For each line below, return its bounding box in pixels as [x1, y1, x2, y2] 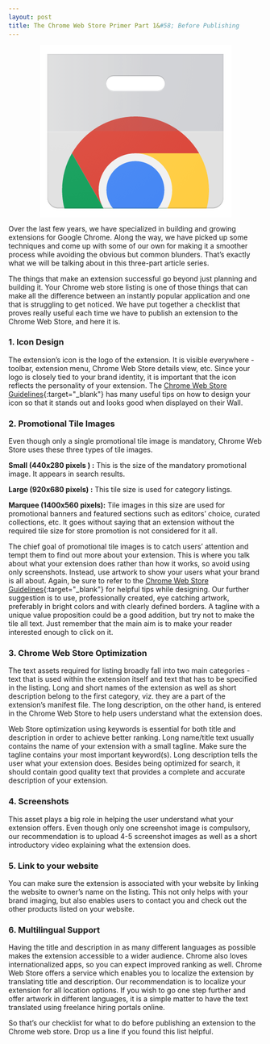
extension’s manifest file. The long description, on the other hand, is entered [8, 700, 262, 710]
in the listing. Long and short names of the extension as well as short [8, 683, 237, 693]
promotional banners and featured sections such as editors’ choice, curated [8, 509, 260, 519]
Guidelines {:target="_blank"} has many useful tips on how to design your [8, 389, 251, 399]
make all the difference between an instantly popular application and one [8, 290, 251, 300]
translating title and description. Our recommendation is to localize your [8, 977, 247, 987]
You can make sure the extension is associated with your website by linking [8, 878, 260, 887]
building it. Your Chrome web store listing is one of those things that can [8, 282, 248, 292]
